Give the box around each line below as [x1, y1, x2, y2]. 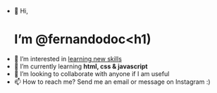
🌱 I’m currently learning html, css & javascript [13, 62, 148, 70]
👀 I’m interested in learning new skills [13, 54, 122, 63]
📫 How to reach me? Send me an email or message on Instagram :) [13, 77, 211, 86]
